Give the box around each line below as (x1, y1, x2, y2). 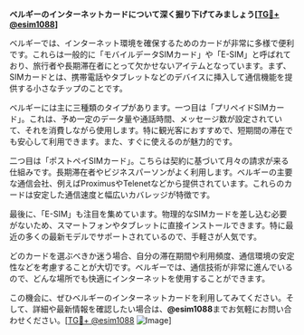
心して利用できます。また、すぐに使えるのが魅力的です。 (24, 136, 238, 147)
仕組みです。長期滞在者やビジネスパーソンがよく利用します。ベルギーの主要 (9, 167, 293, 177)
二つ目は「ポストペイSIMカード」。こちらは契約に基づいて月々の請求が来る (9, 156, 290, 166)
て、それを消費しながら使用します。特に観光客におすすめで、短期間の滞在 (9, 125, 286, 135)
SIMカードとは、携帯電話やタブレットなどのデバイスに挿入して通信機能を (9, 72, 285, 82)
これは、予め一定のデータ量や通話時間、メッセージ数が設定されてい (28, 113, 283, 124)
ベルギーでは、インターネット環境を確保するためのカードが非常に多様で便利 (9, 38, 295, 48)
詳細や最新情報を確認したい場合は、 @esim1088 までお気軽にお (32, 303, 269, 314)
